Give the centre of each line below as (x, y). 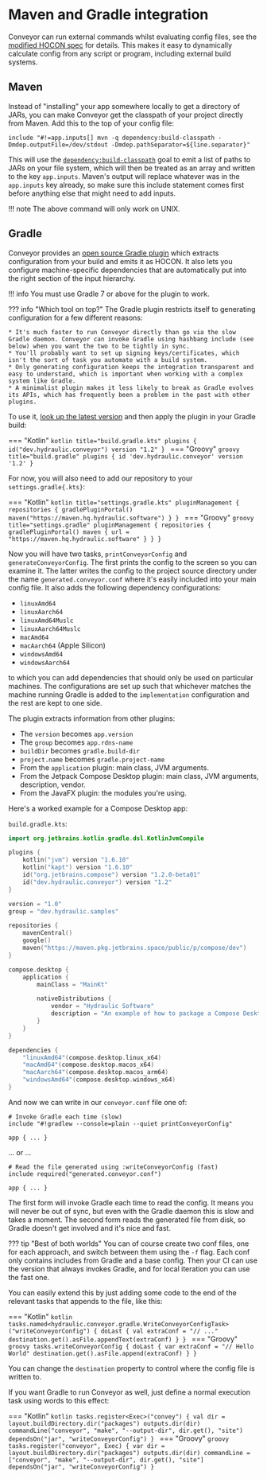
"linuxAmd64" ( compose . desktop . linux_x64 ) (92, 1057)
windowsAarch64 (45, 663)
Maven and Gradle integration (108, 15)
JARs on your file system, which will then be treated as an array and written (132, 168)
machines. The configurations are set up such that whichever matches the (130, 686)
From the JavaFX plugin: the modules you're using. (103, 792)
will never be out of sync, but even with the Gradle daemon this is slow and (131, 1211)
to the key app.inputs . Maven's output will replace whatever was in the (124, 176)
